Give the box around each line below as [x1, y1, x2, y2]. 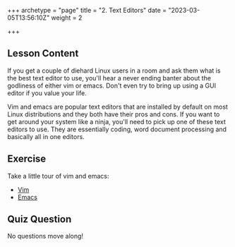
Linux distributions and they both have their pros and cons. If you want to [7, 109, 220, 119]
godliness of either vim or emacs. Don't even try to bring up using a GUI [7, 81, 217, 90]
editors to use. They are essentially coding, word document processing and [7, 125, 227, 133]
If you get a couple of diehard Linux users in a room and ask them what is [7, 66, 221, 75]
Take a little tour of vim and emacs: [7, 171, 109, 180]
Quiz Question [7, 213, 72, 225]
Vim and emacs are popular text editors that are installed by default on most [7, 102, 228, 111]
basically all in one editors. [7, 132, 85, 140]
